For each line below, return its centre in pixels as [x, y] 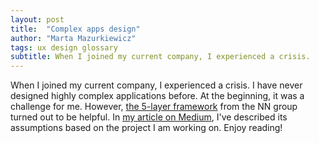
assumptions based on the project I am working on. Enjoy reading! [146, 128]
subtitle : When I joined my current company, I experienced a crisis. [160, 57]
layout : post [37, 19]
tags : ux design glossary [64, 47]
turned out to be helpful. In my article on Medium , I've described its [149, 117]
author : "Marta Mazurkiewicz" [73, 38]
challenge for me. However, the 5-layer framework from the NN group [154, 107]
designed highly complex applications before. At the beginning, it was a [157, 96]
